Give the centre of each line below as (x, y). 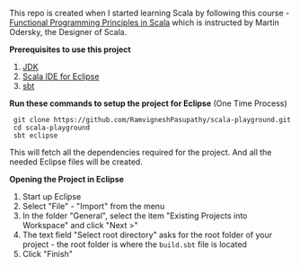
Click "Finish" (48, 254)
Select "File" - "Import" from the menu (93, 206)
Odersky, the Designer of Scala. (68, 32)
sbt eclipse (35, 136)
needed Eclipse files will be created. (76, 162)
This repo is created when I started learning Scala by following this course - (150, 13)
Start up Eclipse (52, 196)
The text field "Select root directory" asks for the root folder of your (147, 235)
